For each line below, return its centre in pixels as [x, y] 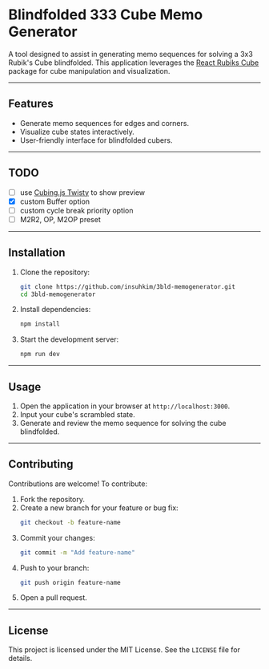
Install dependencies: [55, 310]
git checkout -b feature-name [70, 522]
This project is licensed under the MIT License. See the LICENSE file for [124, 650]
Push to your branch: [54, 568]
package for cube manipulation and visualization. [89, 71]
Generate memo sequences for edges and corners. [104, 123]
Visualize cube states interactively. [77, 132]
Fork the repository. [52, 499]
